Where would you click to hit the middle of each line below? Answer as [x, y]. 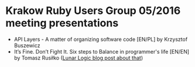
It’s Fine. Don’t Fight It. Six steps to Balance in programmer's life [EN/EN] [102, 51]
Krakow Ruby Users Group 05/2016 [93, 11]
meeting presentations [62, 23]
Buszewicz [27, 45]
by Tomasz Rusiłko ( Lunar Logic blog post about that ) [78, 58]
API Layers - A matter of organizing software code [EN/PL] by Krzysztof [101, 39]
